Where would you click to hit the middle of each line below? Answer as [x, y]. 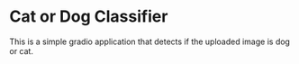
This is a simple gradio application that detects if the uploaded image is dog [150, 41]
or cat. [22, 50]
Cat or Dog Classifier [89, 17]
